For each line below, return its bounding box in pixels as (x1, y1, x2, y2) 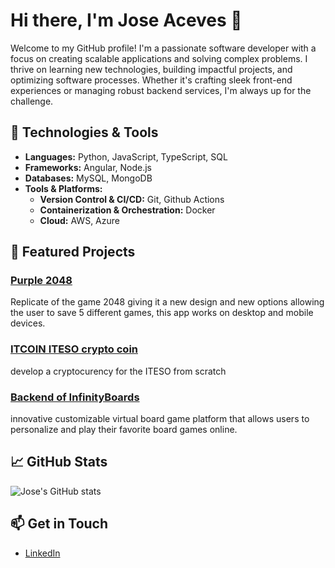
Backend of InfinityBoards (10, 390, 140, 404)
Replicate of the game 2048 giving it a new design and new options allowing (10, 296, 325, 308)
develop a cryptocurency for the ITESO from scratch (10, 365, 227, 377)
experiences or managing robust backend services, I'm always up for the (10, 84, 312, 96)
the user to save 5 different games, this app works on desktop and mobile (10, 307, 314, 319)
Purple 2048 (10, 274, 73, 288)
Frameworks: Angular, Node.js (24, 161, 152, 173)
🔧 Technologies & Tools (10, 124, 159, 141)
